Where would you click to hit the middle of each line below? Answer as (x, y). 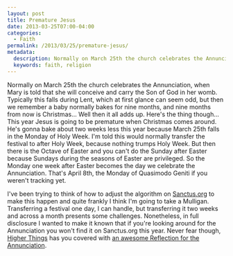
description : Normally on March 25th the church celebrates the (108, 59)
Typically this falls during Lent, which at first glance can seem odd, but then (115, 99)
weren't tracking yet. (37, 180)
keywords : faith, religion (52, 65)
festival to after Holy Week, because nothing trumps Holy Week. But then (112, 143)
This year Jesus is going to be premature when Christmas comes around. (112, 121)
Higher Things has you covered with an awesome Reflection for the (103, 238)
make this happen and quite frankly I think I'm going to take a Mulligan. (108, 201)
